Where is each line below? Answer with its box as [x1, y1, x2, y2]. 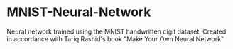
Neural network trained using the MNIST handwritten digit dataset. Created [6, 27, 227, 36]
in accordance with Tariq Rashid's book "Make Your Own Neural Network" [6, 34, 224, 43]
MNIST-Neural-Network [6, 4, 151, 20]
